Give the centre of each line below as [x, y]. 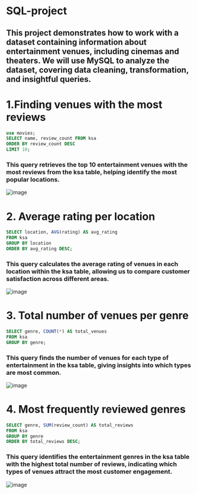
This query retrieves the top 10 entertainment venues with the [97, 164]
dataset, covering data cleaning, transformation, [98, 70]
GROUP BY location [29, 243]
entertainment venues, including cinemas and [93, 51]
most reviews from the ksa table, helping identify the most [92, 172]
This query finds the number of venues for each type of [88, 358]
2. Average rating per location [81, 216]
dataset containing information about [76, 42]
